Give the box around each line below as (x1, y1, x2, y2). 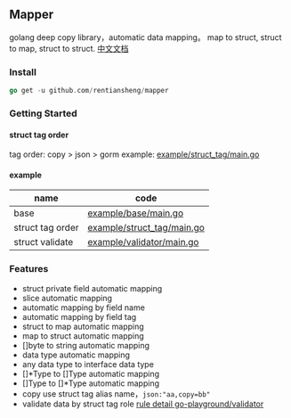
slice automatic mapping (21, 292, 113, 303)
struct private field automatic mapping (21, 283, 163, 293)
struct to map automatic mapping (21, 321, 144, 332)
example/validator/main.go (87, 236, 199, 249)
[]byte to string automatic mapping (21, 340, 150, 350)
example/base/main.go (87, 207, 184, 219)
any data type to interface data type (21, 358, 154, 369)
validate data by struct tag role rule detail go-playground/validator (21, 398, 264, 409)
